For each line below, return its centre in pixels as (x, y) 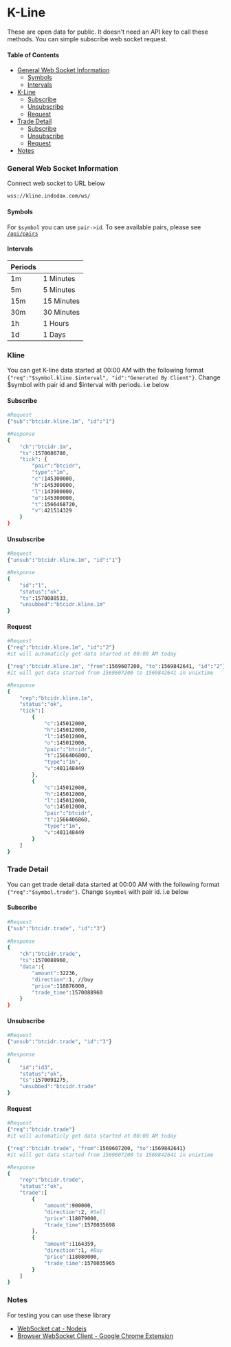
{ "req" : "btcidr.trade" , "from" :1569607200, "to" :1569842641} (97, 1148)
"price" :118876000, (60, 986)
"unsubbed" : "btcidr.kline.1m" (63, 605)
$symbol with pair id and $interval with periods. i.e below (88, 385)
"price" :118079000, (71, 1218)
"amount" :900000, (69, 1205)
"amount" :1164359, (70, 1244)
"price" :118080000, (71, 1257)
